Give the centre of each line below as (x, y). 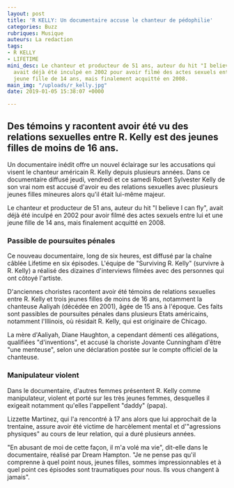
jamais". (18, 477)
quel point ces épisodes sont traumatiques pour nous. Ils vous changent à (113, 469)
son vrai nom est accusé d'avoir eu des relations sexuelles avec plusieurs (112, 186)
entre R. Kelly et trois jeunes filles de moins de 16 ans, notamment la (105, 299)
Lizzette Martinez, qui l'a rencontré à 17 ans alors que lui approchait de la (112, 419)
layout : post (26, 14)
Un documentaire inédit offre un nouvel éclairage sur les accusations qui (111, 164)
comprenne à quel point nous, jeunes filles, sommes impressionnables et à (114, 462)
